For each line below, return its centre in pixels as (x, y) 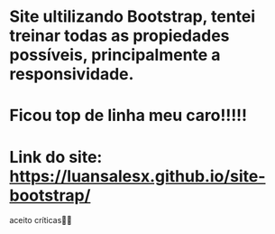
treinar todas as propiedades (119, 36)
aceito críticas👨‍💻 (41, 220)
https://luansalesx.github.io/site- (137, 176)
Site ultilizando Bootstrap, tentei (133, 17)
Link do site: (56, 157)
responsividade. (72, 75)
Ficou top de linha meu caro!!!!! (128, 116)
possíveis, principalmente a (115, 55)
